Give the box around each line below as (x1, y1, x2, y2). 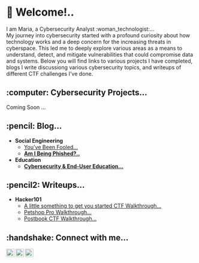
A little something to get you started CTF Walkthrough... (23, 202, 162, 209)
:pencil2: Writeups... (6, 180, 85, 190)
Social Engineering (14, 137, 64, 144)
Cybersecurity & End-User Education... (23, 162, 124, 170)
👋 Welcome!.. (6, 5, 74, 19)
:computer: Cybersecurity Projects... (6, 87, 148, 98)
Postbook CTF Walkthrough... (23, 215, 97, 222)
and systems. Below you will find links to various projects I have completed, (6, 57, 193, 64)
